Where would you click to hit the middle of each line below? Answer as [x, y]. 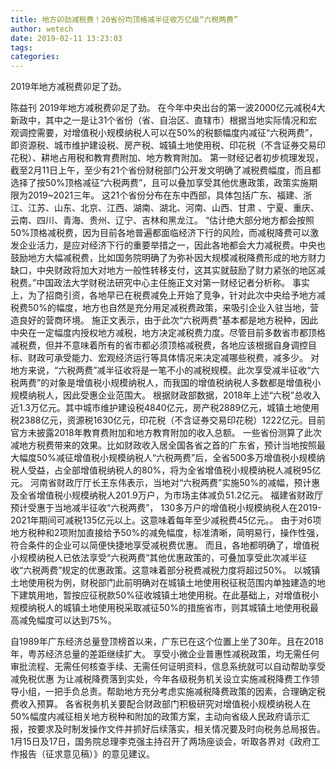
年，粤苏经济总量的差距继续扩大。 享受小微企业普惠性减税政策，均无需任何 [165, 654]
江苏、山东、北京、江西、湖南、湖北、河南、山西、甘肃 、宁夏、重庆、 [173, 208]
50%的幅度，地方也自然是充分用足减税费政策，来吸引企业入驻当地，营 [173, 308]
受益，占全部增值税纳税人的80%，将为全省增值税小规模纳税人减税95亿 [174, 470]
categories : [35, 57]
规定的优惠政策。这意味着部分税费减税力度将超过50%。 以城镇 [191, 570]
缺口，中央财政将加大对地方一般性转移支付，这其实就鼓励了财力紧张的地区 [163, 270]
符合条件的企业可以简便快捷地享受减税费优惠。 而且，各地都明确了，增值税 [165, 545]
